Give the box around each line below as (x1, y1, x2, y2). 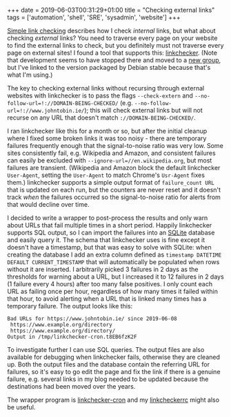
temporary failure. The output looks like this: (7, 302, 133, 310)
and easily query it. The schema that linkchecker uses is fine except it (7, 236, 205, 244)
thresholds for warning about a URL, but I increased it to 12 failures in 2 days (7, 272, 224, 281)
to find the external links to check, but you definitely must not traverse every (7, 41, 224, 49)
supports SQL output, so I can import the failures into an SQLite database (7, 228, 215, 237)
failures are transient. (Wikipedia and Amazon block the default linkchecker (7, 164, 221, 172)
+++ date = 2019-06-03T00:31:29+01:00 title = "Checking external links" (7, 6, 215, 14)
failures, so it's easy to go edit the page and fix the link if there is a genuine (7, 368, 221, 376)
